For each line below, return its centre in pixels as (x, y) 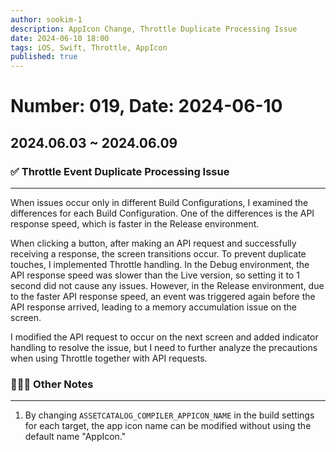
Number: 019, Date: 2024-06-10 (146, 106)
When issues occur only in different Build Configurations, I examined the (159, 202)
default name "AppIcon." (75, 437)
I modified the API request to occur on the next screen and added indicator (164, 337)
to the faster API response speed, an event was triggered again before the (163, 296)
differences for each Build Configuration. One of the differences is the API (162, 213)
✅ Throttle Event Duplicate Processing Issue (120, 171)
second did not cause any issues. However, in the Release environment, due (167, 285)
